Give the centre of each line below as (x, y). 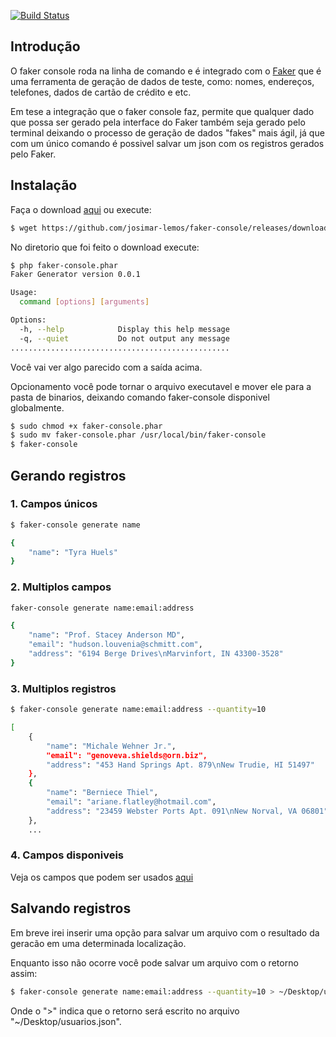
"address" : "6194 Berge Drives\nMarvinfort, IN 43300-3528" (156, 654)
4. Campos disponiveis (67, 855)
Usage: (24, 293)
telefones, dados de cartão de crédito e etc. (101, 92)
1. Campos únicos (54, 504)
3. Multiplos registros (63, 688)
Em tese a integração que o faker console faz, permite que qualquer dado (162, 111)
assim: (24, 973)
